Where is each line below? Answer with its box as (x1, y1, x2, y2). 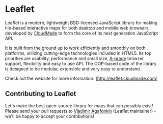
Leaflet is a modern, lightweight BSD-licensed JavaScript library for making (5, 20, 158, 26)
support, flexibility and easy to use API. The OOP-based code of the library (5, 61, 157, 66)
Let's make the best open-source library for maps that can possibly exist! (5, 102, 153, 109)
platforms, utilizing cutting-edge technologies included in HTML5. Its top (5, 50, 152, 56)
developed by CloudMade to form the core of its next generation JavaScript (5, 30, 158, 36)
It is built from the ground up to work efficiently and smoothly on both (5, 45, 146, 51)
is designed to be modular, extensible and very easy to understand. (5, 65, 141, 72)
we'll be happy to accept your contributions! (5, 113, 94, 119)
